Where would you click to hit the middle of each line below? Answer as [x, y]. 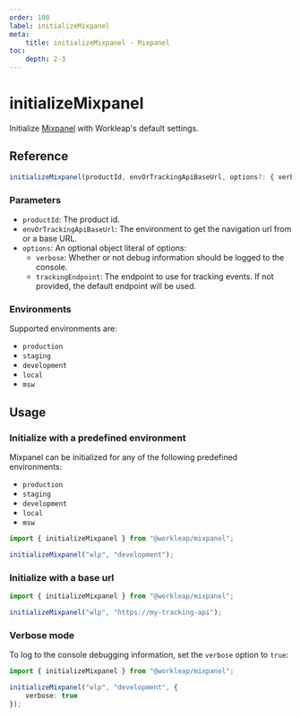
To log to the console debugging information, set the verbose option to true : [149, 655]
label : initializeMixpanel [60, 26]
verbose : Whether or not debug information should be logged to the [160, 257]
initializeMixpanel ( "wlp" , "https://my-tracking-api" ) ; [116, 612]
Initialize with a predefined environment [98, 438]
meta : [19, 34]
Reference [39, 156]
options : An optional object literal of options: [104, 248]
